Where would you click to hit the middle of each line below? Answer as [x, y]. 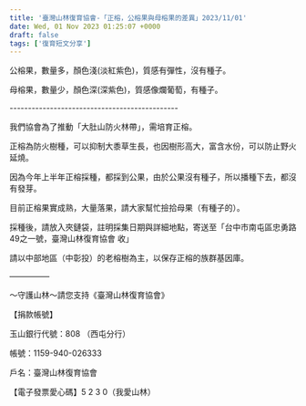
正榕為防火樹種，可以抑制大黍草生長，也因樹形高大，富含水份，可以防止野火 [153, 146]
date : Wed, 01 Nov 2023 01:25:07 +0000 [85, 26]
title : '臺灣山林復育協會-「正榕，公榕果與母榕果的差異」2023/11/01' [128, 18]
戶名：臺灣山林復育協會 [53, 373]
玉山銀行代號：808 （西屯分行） [70, 334]
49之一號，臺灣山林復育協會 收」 [71, 239]
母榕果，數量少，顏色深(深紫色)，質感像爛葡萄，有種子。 [116, 90]
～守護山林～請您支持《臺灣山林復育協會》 [89, 295]
